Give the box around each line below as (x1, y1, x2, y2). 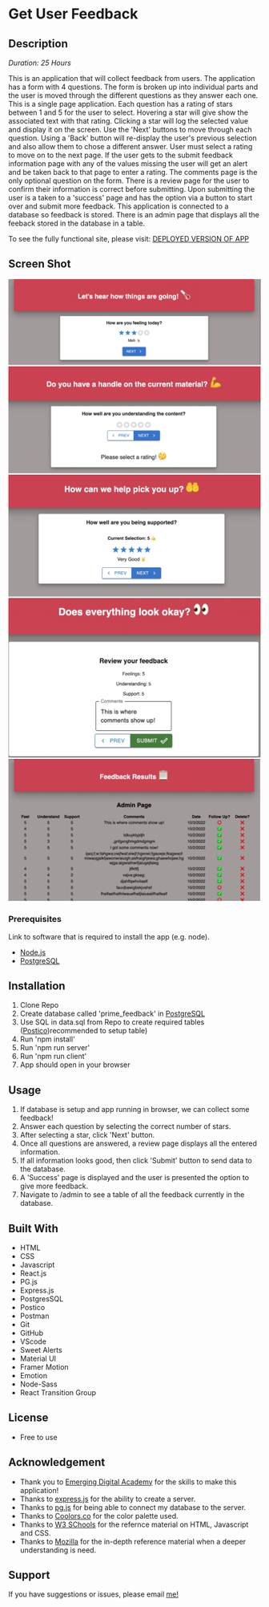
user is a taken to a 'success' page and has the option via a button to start (8, 193, 253, 202)
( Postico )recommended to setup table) (19, 1026, 148, 1036)
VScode (19, 1337, 46, 1346)
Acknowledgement (8, 1455, 106, 1469)
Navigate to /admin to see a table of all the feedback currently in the (19, 1190, 245, 1199)
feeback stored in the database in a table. (8, 218, 146, 228)
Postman (19, 1311, 50, 1321)
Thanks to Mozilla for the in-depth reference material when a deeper (19, 1536, 247, 1546)
